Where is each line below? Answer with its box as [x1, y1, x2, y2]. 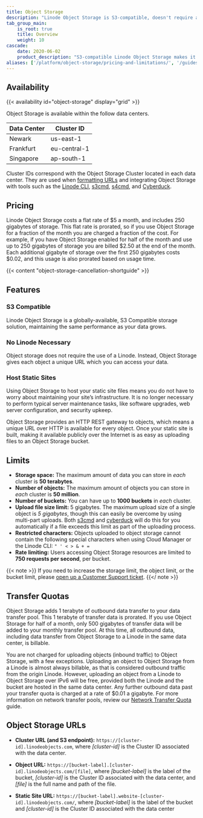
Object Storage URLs [6, 720, 86, 731]
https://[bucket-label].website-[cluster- [56, 793, 165, 799]
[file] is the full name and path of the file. [14, 780, 117, 788]
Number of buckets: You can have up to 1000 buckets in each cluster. [14, 497, 192, 504]
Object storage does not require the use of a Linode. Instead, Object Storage [6, 352, 197, 359]
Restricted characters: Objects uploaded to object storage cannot [14, 529, 181, 537]
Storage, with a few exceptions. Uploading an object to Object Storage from [6, 658, 195, 665]
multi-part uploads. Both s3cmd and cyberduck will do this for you [14, 516, 180, 524]
